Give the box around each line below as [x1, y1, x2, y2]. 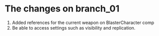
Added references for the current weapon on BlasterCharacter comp [12, 19, 154, 25]
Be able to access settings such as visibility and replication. [12, 24, 136, 30]
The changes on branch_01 [5, 3, 120, 14]
